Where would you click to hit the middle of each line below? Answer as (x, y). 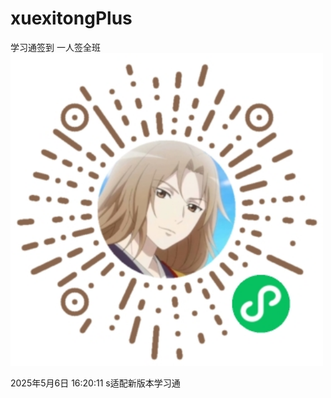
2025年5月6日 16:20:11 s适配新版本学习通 (95, 383)
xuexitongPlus (71, 18)
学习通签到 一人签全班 (55, 47)
